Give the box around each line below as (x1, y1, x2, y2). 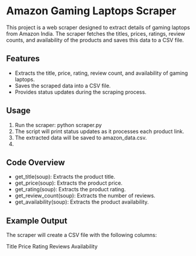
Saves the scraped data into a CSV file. (14, 82, 111, 89)
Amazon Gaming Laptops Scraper (6, 4, 177, 18)
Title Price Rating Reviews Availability (6, 243, 98, 250)
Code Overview (6, 157, 66, 167)
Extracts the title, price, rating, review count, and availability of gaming (14, 69, 188, 77)
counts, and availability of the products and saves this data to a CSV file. (6, 36, 184, 43)
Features (6, 53, 40, 64)
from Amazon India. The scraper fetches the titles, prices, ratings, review (6, 30, 185, 37)
